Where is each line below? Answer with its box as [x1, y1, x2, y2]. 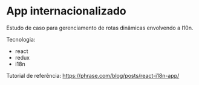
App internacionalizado [6, 4, 127, 18]
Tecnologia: [6, 36, 36, 43]
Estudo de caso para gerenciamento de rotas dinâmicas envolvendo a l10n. [6, 24, 194, 31]
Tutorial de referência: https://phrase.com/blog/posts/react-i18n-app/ [6, 72, 180, 79]
